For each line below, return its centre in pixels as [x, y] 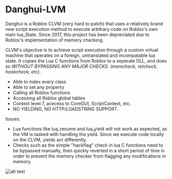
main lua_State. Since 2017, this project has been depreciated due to [78, 34]
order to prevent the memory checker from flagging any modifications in [89, 156]
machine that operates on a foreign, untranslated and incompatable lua [80, 55]
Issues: [13, 118]
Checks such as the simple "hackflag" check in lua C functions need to [88, 145]
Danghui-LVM [35, 9]
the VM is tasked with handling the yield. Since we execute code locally [88, 134]
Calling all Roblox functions [42, 92]
